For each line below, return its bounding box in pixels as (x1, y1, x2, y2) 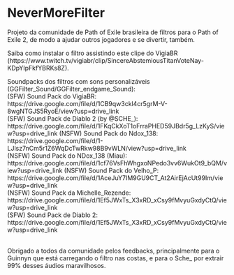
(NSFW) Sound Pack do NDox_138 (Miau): (7, 151, 128, 160)
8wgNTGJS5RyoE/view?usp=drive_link (7, 107, 119, 115)
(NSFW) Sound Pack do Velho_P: (64, 166, 159, 174)
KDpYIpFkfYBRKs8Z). (7, 64, 70, 72)
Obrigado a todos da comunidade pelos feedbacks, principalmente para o (7, 246, 220, 255)
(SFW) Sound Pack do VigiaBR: (7, 92, 97, 101)
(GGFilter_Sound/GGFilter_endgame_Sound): (7, 84, 136, 93)
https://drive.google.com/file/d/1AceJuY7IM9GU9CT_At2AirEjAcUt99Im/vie (7, 173, 224, 182)
